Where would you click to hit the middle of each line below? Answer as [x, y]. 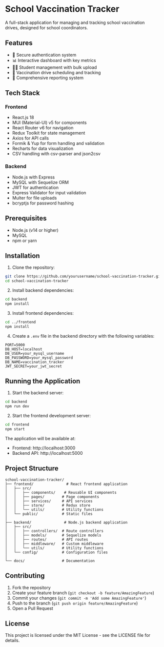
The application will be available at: [40, 438]
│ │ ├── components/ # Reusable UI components [61, 492]
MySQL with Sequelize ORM [41, 182]
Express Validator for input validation [49, 192]
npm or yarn [24, 241]
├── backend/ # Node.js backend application [66, 522]
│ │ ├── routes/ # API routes [47, 539]
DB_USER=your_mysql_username [35, 353]
